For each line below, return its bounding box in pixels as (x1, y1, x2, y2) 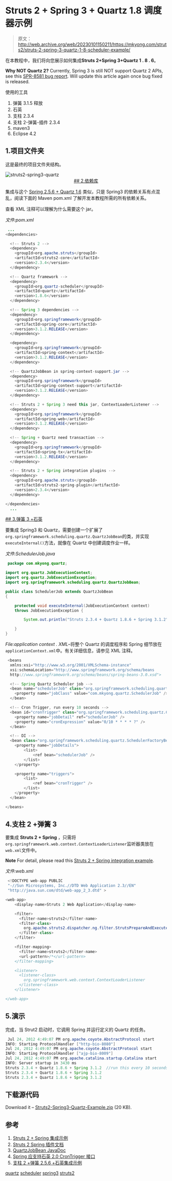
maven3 (12, 125, 30, 131)
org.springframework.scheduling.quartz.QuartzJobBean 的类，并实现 (5, 534, 149, 540)
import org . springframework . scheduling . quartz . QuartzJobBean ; (5, 580, 141, 585)
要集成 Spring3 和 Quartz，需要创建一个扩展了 (5, 527, 103, 533)
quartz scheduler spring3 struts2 (5, 1170, 75, 1176)
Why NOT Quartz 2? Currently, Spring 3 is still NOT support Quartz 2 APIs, (5, 67, 163, 73)
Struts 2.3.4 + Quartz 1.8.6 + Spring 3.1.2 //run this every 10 (5, 1065, 150, 1071)
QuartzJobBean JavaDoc (12, 1147, 66, 1153)
